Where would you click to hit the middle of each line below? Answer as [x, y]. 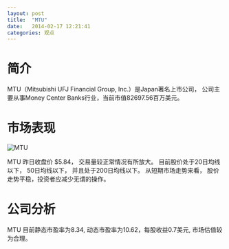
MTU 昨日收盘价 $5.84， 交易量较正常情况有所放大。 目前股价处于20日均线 [114, 162]
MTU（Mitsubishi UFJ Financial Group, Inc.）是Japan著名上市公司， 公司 [111, 89]
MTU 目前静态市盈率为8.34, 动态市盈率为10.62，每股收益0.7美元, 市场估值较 [115, 230]
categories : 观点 [31, 33]
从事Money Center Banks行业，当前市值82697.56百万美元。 [98, 98]
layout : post [26, 13]
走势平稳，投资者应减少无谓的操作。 [58, 179]
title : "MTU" [28, 20]
